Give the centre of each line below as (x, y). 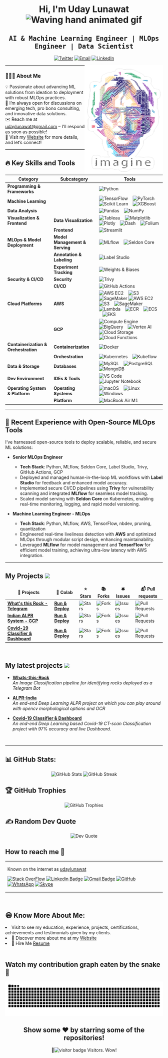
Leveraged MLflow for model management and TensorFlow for (85, 545)
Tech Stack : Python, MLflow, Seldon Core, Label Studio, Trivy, (84, 467)
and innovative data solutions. (36, 114)
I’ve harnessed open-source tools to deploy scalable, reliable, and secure (81, 442)
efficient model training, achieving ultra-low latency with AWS (83, 550)
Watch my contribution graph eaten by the (72, 965)
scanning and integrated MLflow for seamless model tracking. (84, 493)
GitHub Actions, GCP (41, 472)
